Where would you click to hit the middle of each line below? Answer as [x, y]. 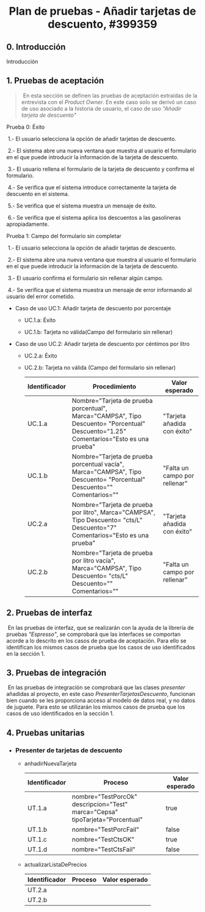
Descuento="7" [94, 528]
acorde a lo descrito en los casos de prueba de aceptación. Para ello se [96, 640]
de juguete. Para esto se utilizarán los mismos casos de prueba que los [96, 707]
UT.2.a [37, 890]
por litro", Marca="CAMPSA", [113, 512]
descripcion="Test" [100, 804]
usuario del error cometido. [41, 296]
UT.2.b [37, 900]
